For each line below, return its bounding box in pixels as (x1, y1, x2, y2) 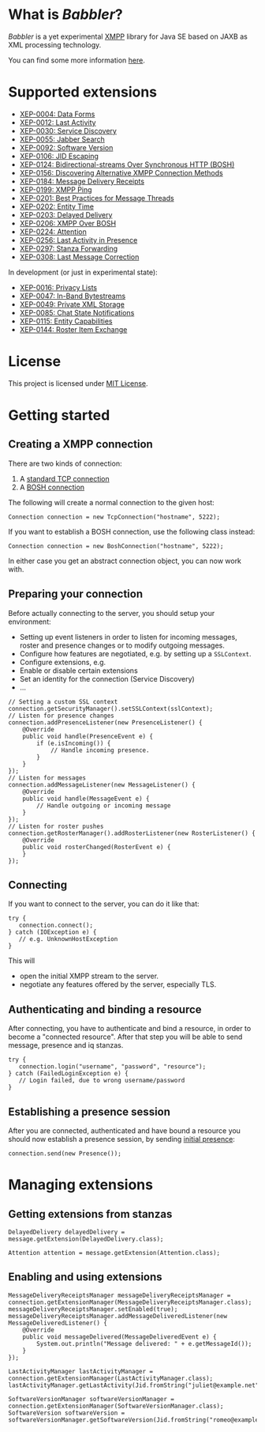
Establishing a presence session (8, 1105, 171, 1118)
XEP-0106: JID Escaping (19, 151, 99, 161)
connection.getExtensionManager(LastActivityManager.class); (8, 1374, 214, 1382)
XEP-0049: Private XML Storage (19, 299, 125, 309)
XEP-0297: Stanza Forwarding (19, 244, 118, 253)
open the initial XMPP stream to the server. (19, 971, 159, 981)
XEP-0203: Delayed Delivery (19, 210, 113, 219)
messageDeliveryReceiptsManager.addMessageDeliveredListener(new (8, 1312, 227, 1320)
